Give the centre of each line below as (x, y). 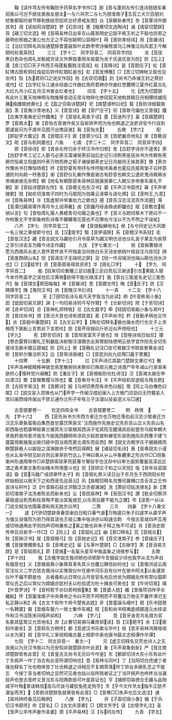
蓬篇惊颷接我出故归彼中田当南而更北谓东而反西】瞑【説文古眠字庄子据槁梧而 (86, 442)
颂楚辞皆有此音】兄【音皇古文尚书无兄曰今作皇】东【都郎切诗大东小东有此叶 (86, 654)
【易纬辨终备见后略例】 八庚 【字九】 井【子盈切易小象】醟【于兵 (84, 699)
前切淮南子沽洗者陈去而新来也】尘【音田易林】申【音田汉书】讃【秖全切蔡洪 (86, 494)
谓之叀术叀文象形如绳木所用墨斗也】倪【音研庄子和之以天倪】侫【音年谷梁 (84, 468)
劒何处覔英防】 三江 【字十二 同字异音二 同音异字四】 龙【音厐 (84, 52)
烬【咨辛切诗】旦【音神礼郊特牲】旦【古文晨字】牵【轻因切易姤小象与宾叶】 (86, 309)
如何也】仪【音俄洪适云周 (139, 564)
